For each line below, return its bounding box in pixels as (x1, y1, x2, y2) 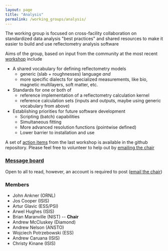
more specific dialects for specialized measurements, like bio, (20, 76, 148, 83)
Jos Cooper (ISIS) (12, 197, 50, 203)
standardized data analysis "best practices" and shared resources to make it (5, 36, 163, 42)
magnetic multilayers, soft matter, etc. (20, 82, 98, 88)
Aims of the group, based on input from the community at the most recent (5, 51, 158, 57)
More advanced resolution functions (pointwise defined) (20, 124, 137, 130)
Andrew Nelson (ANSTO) (12, 224, 64, 230)
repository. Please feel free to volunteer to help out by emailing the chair (5, 145, 154, 151)
